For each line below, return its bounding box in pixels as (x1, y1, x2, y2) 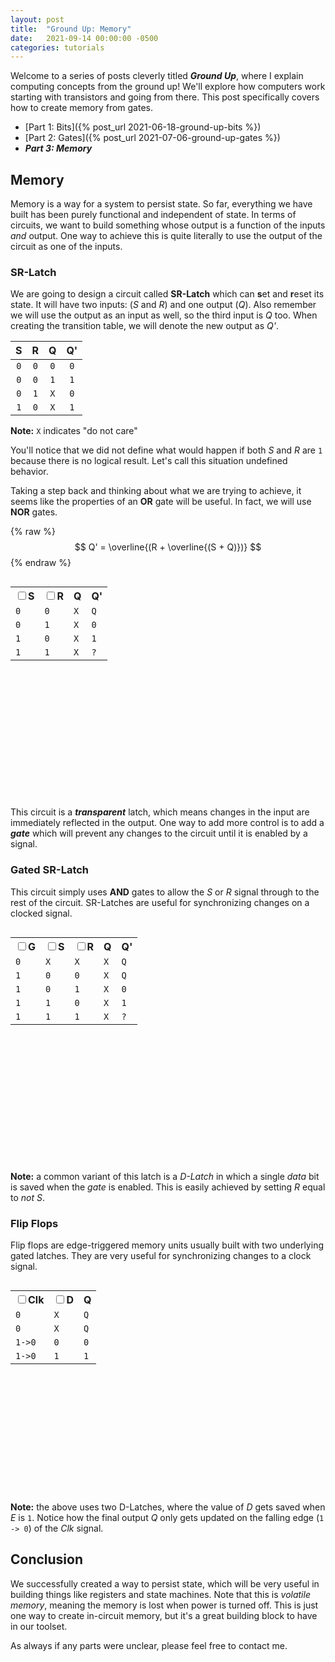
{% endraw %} (10, 557, 72, 569)
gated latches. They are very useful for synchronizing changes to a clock (10, 1249, 312, 1261)
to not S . (10, 1191, 46, 1203)
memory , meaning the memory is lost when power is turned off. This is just (10, 1599, 319, 1611)
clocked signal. (10, 907, 73, 919)
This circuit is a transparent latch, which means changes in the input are (10, 806, 310, 818)
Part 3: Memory (24, 142, 93, 155)
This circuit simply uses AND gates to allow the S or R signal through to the (10, 886, 320, 898)
